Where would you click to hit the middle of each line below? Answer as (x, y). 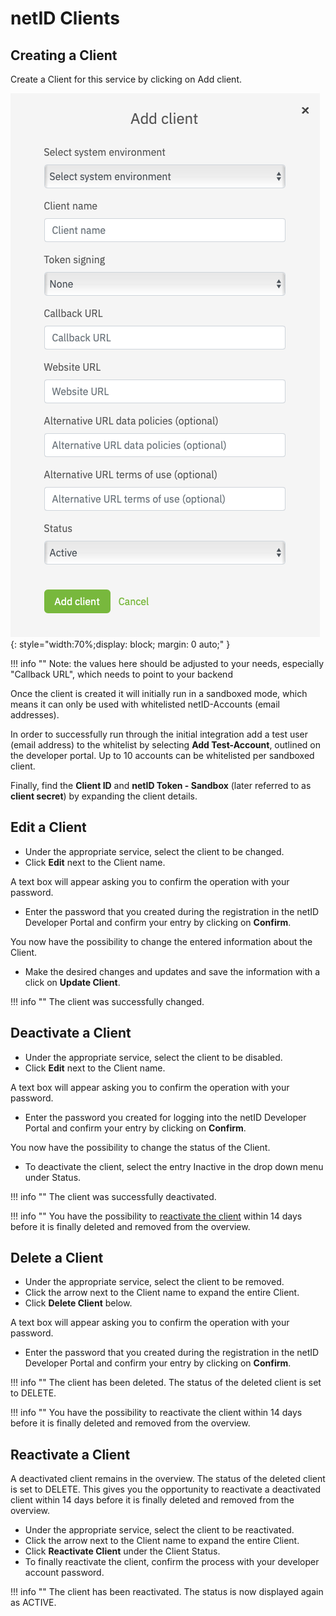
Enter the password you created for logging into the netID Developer (165, 1117)
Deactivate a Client (71, 1033)
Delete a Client (57, 1258)
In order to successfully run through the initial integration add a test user (159, 734)
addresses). (35, 715)
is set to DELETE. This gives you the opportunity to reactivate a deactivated (166, 1489)
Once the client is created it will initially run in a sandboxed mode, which (159, 693)
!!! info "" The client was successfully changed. (107, 1001)
